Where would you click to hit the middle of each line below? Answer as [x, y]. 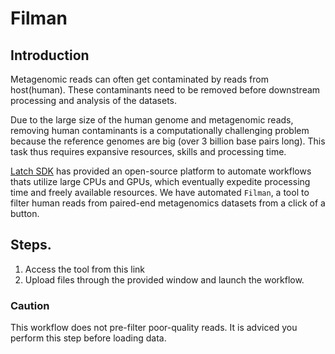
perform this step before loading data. [88, 338]
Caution [30, 305]
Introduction [50, 55]
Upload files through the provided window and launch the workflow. [164, 279]
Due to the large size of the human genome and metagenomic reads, [152, 120]
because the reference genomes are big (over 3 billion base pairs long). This [168, 141]
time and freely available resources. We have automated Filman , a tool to [160, 192]
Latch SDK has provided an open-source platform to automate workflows [161, 171]
